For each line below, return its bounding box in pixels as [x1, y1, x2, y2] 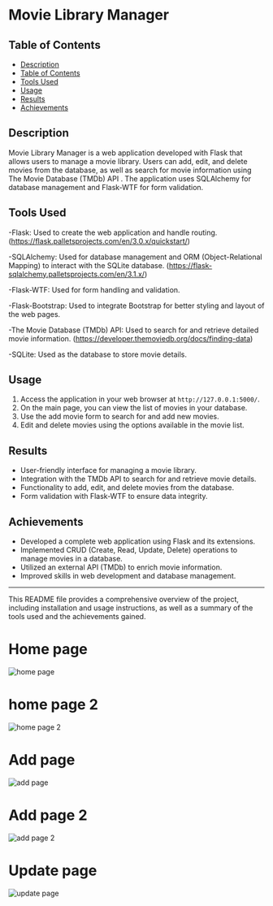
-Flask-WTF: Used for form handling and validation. [8, 284, 180, 294]
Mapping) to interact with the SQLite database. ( [8, 260, 169, 270]
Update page [8, 861, 97, 879]
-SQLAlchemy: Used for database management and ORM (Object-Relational [8, 252, 262, 262]
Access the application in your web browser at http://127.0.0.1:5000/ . [19, 394, 260, 404]
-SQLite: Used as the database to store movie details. [8, 349, 187, 359]
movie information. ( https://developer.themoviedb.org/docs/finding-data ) [8, 333, 253, 343]
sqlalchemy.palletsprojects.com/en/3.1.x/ [8, 269, 145, 279]
